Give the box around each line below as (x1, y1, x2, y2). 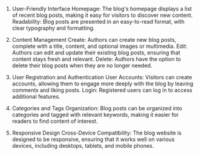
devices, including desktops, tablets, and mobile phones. (11, 142, 154, 149)
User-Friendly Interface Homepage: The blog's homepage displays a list (11, 5, 192, 12)
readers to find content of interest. (11, 117, 98, 125)
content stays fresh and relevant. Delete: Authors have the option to (11, 56, 181, 62)
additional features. (11, 93, 60, 100)
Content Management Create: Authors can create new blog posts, (11, 36, 177, 43)
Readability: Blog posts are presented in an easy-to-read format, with (11, 18, 184, 25)
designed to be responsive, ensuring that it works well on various (11, 136, 175, 143)
